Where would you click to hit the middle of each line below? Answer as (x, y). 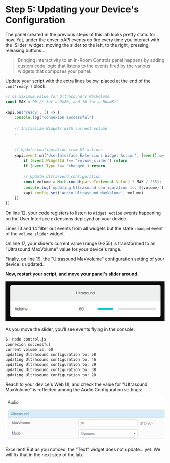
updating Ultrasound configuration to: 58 (51, 355)
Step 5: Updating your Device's (72, 9)
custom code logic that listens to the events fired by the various (84, 66)
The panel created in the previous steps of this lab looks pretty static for (80, 34)
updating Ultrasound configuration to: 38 (51, 370)
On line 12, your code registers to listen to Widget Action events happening (83, 213)
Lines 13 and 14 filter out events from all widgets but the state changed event (84, 228)
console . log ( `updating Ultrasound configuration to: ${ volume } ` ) (94, 187)
